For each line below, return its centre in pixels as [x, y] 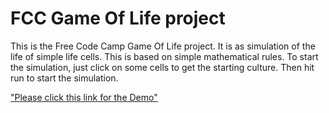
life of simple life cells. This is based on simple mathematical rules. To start [164, 56]
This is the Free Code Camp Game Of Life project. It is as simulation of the [163, 46]
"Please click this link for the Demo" [84, 97]
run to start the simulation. [64, 78]
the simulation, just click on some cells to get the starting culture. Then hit [162, 67]
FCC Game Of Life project [118, 18]
